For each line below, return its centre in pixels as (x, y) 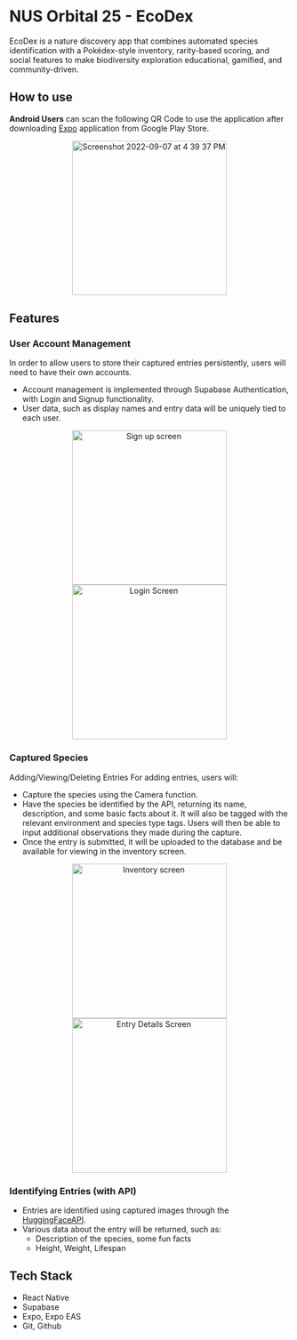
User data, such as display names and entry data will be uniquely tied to (154, 409)
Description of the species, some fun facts (113, 1239)
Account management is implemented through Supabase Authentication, (155, 389)
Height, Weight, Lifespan (80, 1248)
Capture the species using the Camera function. (110, 794)
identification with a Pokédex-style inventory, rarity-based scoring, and (139, 50)
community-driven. (44, 69)
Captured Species (49, 758)
